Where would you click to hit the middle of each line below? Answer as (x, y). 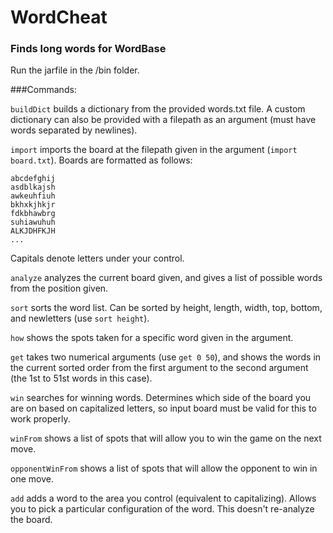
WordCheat (59, 17)
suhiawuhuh (33, 222)
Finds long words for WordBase (88, 49)
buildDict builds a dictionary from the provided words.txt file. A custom (158, 109)
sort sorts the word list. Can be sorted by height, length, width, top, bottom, (166, 308)
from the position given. (59, 288)
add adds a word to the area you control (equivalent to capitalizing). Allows (163, 498)
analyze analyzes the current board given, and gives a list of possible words (166, 278)
